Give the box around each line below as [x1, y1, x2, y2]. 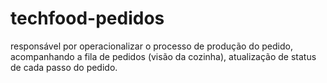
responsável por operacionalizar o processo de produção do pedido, [10, 40, 293, 52]
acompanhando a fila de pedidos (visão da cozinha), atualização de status [10, 50, 317, 62]
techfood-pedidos [10, 7, 165, 30]
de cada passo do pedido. [10, 61, 118, 73]
